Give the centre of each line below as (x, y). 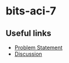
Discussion (28, 54)
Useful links (29, 33)
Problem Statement (38, 47)
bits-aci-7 (31, 11)
